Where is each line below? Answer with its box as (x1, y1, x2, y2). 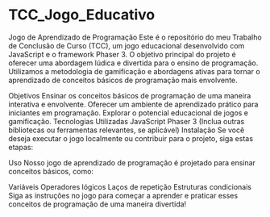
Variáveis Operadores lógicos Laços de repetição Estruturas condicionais (8, 182, 252, 191)
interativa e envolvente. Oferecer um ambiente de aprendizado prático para (8, 99, 259, 109)
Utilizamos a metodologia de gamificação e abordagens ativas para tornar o (8, 66, 260, 76)
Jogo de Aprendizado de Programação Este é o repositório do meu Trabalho (8, 32, 262, 42)
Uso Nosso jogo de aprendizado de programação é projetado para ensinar (8, 157, 256, 167)
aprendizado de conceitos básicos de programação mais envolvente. (8, 75, 238, 85)
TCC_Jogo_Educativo (8, 6, 156, 24)
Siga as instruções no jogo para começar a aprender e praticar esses (8, 190, 239, 200)
